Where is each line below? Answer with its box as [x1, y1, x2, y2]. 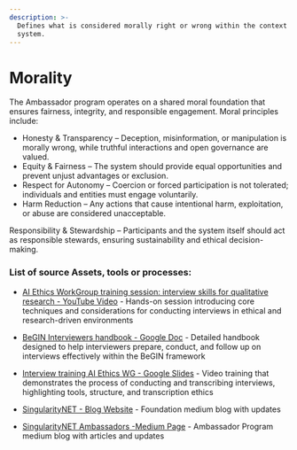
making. [9, 244, 39, 255]
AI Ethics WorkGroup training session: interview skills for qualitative [21, 286, 269, 297]
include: [9, 116, 39, 127]
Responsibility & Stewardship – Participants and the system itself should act [9, 225, 285, 236]
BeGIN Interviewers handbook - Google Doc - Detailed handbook [21, 331, 260, 342]
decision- [229, 235, 264, 245]
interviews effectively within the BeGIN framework [21, 351, 206, 361]
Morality [9, 67, 73, 88]
